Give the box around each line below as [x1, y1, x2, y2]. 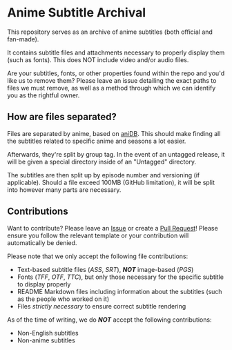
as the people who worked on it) [17, 295, 110, 303]
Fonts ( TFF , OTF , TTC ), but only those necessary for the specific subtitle [17, 273, 224, 281]
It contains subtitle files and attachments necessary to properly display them [7, 48, 225, 57]
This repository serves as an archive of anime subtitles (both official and [7, 28, 213, 36]
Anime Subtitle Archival [7, 5, 146, 21]
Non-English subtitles [17, 329, 79, 337]
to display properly [17, 280, 71, 288]
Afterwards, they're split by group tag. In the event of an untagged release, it [7, 150, 225, 158]
